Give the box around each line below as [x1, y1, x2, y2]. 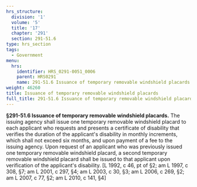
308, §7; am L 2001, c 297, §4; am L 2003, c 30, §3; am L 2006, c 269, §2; [6, 168, 185, 175]
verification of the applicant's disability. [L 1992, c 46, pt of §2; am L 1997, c [6, 162, 189, 169]
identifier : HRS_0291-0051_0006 [16, 69, 96, 74]
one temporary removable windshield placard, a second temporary [6, 149, 168, 156]
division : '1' [11, 14, 46, 20]
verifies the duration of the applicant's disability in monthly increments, [6, 130, 178, 138]
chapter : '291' [11, 30, 49, 36]
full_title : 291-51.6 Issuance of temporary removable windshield [6, 96, 172, 101]
